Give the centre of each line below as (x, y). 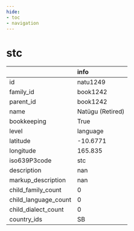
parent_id (23, 102)
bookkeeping (28, 121)
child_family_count (35, 190)
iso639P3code (30, 160)
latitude (20, 141)
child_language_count (40, 200)
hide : (13, 12)
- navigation (23, 23)
